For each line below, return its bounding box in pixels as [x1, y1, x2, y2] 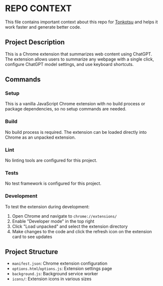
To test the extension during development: [5, 204, 90, 209]
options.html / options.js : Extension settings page [12, 266, 113, 271]
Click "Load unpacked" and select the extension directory [12, 223, 128, 229]
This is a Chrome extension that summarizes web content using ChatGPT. [5, 51, 152, 57]
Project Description [5, 38, 65, 47]
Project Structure [5, 248, 58, 256]
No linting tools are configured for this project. [5, 158, 98, 163]
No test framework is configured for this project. [5, 180, 102, 187]
